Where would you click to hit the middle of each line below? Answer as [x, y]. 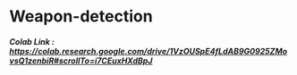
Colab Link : [32, 41]
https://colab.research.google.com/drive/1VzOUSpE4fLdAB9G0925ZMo [148, 51]
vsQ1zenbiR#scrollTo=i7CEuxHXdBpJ [81, 61]
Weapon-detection [81, 17]
